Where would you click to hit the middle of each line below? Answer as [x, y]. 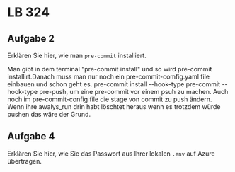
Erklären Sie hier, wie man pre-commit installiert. [77, 55]
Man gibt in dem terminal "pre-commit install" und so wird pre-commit [110, 69]
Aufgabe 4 [31, 136]
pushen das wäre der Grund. [49, 114]
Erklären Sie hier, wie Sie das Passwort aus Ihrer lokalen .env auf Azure [111, 154]
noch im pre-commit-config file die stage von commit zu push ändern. [110, 99]
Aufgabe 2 [31, 39]
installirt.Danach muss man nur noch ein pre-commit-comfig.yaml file [109, 76]
